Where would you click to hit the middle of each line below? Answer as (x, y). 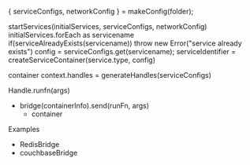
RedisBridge (39, 144)
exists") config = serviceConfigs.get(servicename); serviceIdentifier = (122, 51)
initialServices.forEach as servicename (71, 35)
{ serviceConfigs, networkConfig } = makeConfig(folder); (101, 11)
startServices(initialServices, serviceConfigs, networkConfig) (108, 26)
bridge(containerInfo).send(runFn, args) (84, 106)
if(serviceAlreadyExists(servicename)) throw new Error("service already (125, 43)
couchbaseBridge (49, 153)
